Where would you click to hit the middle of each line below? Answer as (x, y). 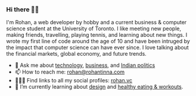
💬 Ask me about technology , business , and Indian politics (85, 65)
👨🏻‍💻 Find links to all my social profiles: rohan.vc (74, 81)
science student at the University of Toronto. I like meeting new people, (94, 28)
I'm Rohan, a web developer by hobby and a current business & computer (97, 23)
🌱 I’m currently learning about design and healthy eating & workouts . (99, 87)
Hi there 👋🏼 (23, 9)
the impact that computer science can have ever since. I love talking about (97, 47)
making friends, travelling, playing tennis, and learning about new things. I (97, 35)
